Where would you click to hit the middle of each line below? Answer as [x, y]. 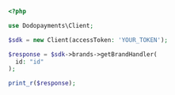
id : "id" [30, 62]
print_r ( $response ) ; [42, 83]
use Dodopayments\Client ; [51, 25]
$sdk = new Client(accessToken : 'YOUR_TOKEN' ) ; [88, 40]
